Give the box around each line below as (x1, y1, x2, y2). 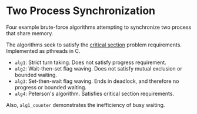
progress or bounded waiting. (14, 83, 87, 90)
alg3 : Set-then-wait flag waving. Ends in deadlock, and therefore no (14, 78, 179, 85)
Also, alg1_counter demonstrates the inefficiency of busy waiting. (6, 101, 165, 108)
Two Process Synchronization (6, 4, 156, 18)
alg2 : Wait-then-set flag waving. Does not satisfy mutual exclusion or (14, 65, 182, 72)
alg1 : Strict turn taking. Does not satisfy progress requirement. (14, 59, 166, 66)
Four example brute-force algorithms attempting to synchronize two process (6, 24, 192, 31)
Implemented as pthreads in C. (6, 47, 81, 54)
